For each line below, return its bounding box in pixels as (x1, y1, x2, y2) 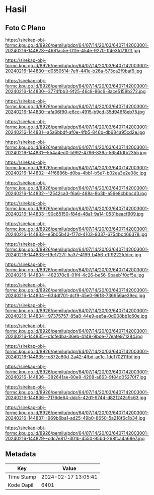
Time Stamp (8, 473, 37, 480)
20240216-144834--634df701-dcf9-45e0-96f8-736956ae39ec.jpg (5, 292, 145, 299)
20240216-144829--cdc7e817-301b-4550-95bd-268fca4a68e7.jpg (5, 436, 145, 441)
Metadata (5, 450, 36, 458)
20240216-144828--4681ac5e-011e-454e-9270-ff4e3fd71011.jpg (5, 48, 140, 53)
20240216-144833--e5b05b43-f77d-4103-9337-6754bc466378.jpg (5, 231, 147, 237)
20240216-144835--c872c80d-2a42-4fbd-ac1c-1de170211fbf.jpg (5, 354, 140, 360)
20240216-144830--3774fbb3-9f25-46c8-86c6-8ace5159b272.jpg (5, 88, 146, 94)
